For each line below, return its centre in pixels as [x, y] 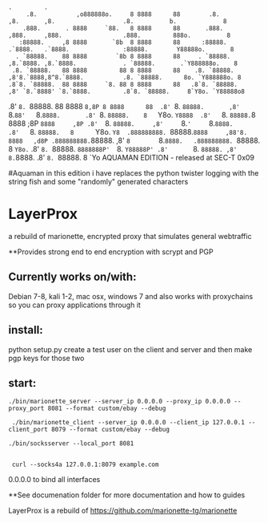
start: [22, 383]
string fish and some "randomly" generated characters [98, 182]
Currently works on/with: [72, 277]
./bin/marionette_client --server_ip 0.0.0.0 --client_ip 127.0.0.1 [128, 423]
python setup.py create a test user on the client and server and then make [130, 349]
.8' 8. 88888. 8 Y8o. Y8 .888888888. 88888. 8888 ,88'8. [128, 132]
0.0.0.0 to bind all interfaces [54, 480]
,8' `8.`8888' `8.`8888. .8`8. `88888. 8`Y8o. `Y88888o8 [127, 91]
